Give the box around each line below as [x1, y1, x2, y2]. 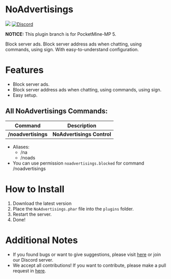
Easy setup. [12, 92, 38, 98]
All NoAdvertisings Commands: [5, 107, 108, 115]
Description [67, 122, 96, 129]
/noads [20, 154, 36, 160]
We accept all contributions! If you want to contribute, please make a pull [12, 262, 166, 268]
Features [5, 64, 44, 76]
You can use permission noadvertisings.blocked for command [12, 160, 144, 166]
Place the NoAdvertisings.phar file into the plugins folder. [12, 205, 134, 212]
